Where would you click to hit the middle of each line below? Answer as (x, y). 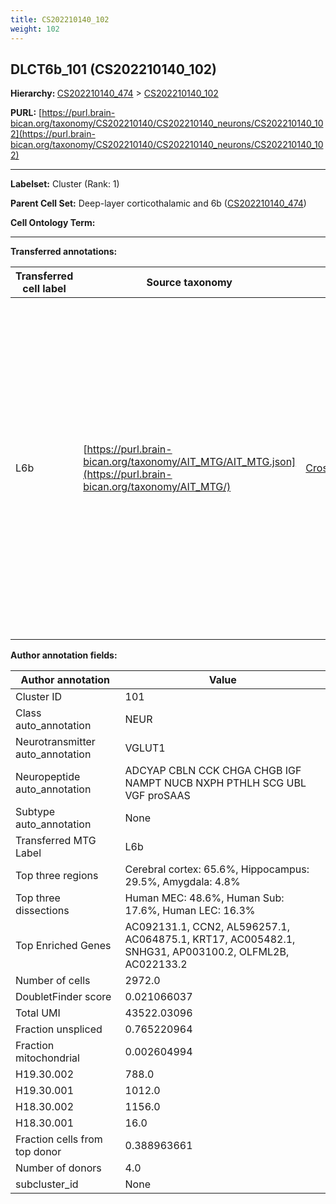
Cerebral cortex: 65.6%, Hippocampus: (217, 869)
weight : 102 (35, 29)
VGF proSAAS (157, 796)
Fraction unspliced (59, 1029)
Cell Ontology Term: (53, 223)
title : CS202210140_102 (60, 19)
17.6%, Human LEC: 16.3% (190, 911)
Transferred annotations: (64, 252)
